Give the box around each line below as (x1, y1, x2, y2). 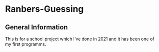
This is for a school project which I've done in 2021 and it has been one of (5, 36, 155, 42)
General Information (5, 23, 68, 31)
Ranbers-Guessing (5, 3, 84, 15)
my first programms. (5, 41, 47, 47)
